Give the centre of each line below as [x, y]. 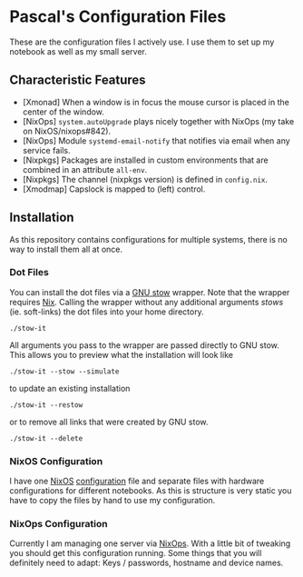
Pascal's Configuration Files [118, 17]
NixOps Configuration [59, 524]
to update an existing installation [70, 388]
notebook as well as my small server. [78, 51]
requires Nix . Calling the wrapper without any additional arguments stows [147, 302]
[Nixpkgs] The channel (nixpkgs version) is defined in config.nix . [145, 179]
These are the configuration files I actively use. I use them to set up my [142, 42]
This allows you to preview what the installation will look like [122, 354]
